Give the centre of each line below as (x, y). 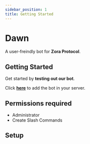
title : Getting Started (29, 14)
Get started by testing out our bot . (40, 79)
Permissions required (38, 103)
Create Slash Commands (37, 120)
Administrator (26, 115)
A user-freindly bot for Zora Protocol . (43, 52)
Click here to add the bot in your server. (45, 88)
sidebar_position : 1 (26, 9)
